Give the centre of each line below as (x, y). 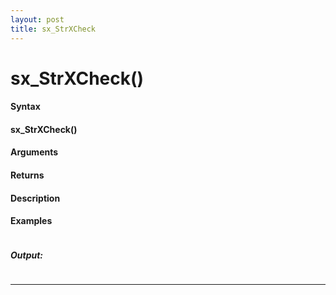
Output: (27, 255)
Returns (27, 175)
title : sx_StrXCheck (53, 29)
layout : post (37, 19)
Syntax (25, 107)
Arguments (34, 152)
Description (35, 198)
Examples (31, 221)
